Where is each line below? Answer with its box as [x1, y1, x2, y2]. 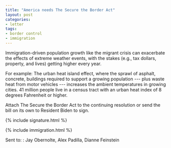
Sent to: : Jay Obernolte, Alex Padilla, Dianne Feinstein [5, 137, 119, 143]
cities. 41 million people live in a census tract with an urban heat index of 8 [5, 86, 162, 93]
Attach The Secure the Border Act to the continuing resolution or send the [5, 102, 161, 108]
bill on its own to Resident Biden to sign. [5, 107, 89, 113]
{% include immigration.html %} [5, 127, 72, 133]
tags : [5, 26, 17, 32]
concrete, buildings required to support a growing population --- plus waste [5, 76, 165, 82]
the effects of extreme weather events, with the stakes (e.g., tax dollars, [5, 55, 157, 61]
